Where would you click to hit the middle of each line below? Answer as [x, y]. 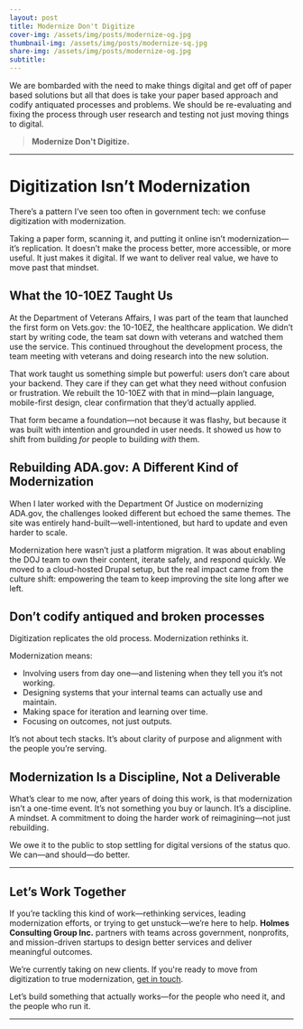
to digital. [27, 124]
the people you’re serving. [58, 749]
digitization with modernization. [68, 221]
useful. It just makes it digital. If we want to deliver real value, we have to [144, 258]
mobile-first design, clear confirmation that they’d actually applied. [133, 402]
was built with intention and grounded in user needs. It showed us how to [145, 430]
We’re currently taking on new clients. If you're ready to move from [133, 969]
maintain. [39, 703]
